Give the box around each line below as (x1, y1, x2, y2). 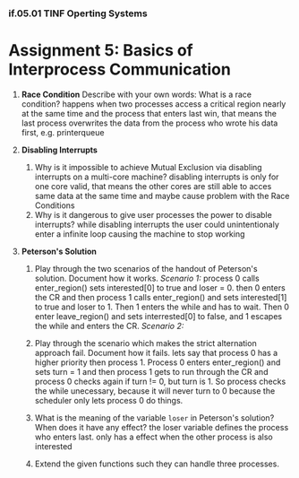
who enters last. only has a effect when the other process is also (34, 431, 274, 442)
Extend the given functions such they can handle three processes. (34, 458, 279, 469)
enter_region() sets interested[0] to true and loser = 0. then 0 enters (34, 282, 286, 293)
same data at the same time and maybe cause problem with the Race (34, 190, 290, 201)
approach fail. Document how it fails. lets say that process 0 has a (34, 347, 278, 358)
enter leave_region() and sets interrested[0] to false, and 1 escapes (34, 310, 283, 321)
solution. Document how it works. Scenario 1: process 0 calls (34, 273, 261, 283)
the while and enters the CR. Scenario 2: (34, 320, 184, 331)
